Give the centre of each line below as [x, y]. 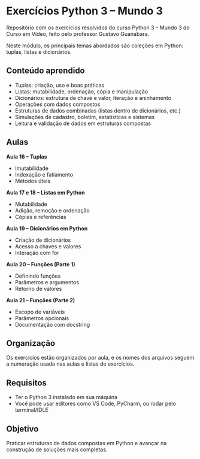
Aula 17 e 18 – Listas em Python [46, 192]
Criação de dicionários [43, 240]
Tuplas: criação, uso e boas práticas [60, 85]
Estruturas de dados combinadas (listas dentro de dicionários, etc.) [98, 110]
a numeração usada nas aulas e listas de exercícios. [70, 364]
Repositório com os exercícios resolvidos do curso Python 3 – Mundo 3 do [98, 28]
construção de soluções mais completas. [57, 449]
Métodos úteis [33, 181]
